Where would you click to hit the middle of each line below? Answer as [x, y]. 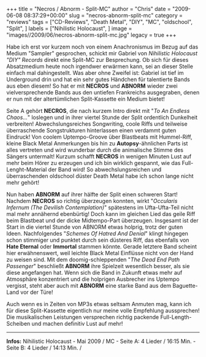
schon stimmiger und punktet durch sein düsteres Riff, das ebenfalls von [98, 240]
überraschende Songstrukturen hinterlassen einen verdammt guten [91, 130]
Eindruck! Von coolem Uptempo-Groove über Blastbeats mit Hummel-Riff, [99, 137]
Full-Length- [176, 317]
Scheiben [18, 324]
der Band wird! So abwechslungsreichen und [105, 169]
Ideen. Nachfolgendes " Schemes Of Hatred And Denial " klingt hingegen [97, 233]
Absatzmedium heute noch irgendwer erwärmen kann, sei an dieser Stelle [100, 66]
